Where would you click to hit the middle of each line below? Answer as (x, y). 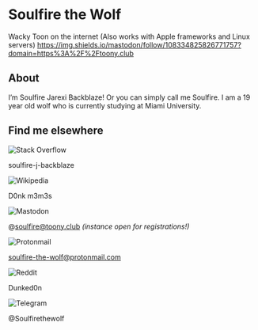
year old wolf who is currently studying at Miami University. (105, 105)
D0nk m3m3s (30, 195)
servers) (22, 44)
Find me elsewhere (56, 131)
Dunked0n (25, 287)
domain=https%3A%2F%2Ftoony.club (71, 53)
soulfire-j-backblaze (42, 165)
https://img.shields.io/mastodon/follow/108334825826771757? (139, 44)
